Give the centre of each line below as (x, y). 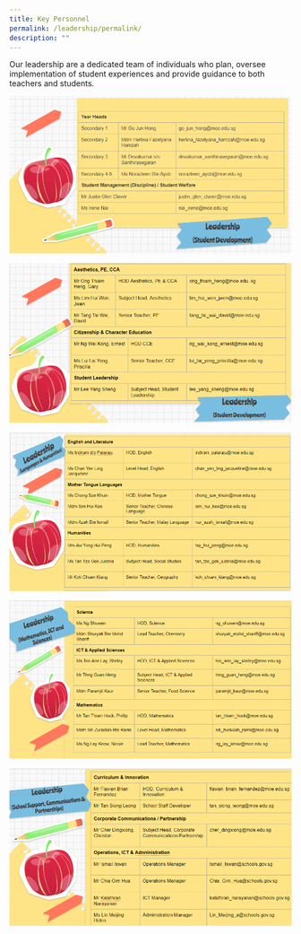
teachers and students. (52, 83)
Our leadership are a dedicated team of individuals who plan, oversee (138, 65)
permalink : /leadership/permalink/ (76, 28)
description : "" (39, 38)
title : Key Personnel (50, 19)
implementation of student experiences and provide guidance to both (137, 74)
